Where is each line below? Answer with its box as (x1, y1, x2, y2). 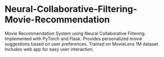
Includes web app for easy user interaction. (4, 46, 94, 52)
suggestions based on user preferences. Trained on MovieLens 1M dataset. (4, 41, 160, 47)
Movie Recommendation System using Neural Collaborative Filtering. (4, 30, 146, 36)
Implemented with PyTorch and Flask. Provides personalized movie (4, 36, 143, 42)
